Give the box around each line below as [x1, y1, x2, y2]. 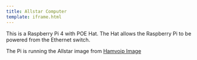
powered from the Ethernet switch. [6, 36, 91, 43]
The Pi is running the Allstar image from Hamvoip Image [6, 47, 142, 54]
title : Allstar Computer [6, 8, 67, 15]
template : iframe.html [6, 14, 62, 20]
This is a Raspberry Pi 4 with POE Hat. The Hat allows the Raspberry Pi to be [6, 30, 192, 37]
